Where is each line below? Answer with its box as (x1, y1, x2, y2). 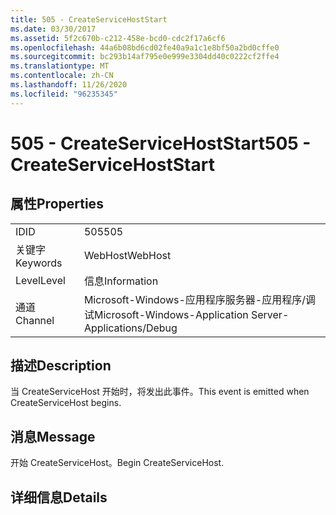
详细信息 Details (10, 489, 108, 506)
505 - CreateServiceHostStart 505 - (10, 132, 312, 155)
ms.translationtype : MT (10, 61, 110, 71)
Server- (250, 307, 290, 321)
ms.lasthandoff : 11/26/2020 (10, 80, 128, 90)
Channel (15, 313, 55, 327)
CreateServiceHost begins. (10, 397, 122, 409)
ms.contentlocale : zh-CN (10, 71, 114, 81)
